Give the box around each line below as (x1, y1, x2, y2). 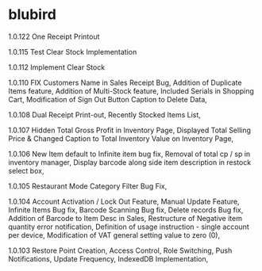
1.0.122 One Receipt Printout (8, 32, 100, 41)
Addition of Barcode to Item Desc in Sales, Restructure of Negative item (8, 213, 242, 223)
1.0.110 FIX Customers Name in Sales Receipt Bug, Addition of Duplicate (8, 78, 242, 87)
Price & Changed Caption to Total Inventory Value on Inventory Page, (8, 133, 234, 143)
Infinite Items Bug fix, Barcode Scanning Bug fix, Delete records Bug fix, (8, 204, 244, 215)
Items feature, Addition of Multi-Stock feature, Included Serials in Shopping (8, 86, 254, 96)
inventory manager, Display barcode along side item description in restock (8, 157, 252, 167)
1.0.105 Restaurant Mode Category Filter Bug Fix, (8, 181, 168, 191)
